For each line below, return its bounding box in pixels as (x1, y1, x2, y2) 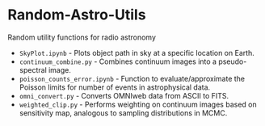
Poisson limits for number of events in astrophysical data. (19, 82, 211, 92)
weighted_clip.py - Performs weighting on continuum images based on (19, 99, 257, 109)
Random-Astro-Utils (7, 6, 146, 24)
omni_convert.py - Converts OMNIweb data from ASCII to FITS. (19, 90, 229, 100)
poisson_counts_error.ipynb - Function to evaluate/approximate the (19, 73, 246, 83)
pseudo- (218, 57, 247, 66)
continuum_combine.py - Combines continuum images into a (19, 57, 217, 66)
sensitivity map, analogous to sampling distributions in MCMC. (19, 107, 228, 118)
